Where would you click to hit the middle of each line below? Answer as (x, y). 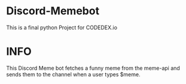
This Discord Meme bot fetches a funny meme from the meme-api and (93, 68)
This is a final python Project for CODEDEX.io (62, 27)
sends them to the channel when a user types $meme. (73, 74)
